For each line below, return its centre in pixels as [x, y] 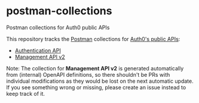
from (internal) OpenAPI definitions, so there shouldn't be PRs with [88, 74]
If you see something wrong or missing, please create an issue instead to [96, 87]
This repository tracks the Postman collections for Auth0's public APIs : [93, 39]
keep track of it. [26, 93]
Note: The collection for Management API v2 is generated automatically [95, 68]
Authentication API [38, 50]
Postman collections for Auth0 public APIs [58, 27]
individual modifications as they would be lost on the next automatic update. [100, 81]
